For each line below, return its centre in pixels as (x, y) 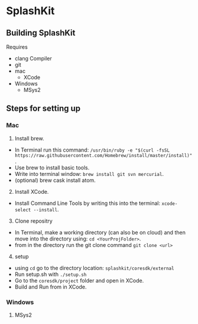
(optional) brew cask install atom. (55, 180)
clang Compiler (33, 58)
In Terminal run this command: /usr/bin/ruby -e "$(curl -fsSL (92, 150)
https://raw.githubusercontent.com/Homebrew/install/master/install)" (103, 155)
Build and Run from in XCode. (51, 287)
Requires (17, 47)
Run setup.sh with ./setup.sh (51, 274)
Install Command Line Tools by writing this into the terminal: (87, 203)
